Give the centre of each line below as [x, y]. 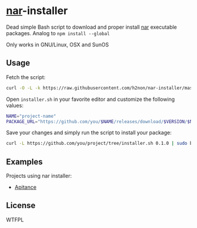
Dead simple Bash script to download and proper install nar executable [91, 27]
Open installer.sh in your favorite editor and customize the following [90, 99]
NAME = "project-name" [31, 116]
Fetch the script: [26, 77]
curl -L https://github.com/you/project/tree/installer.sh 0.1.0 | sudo [97, 144]
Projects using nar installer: [39, 176]
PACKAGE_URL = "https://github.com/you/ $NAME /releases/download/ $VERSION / [97, 121]
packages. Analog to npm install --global [58, 33]
